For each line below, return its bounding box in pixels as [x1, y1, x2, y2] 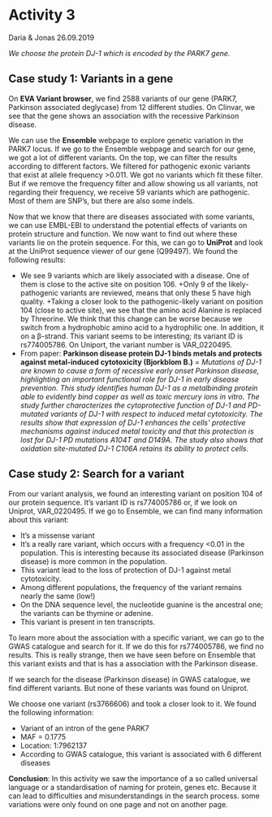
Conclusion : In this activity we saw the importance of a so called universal [8, 773, 258, 783]
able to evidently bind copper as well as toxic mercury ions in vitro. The [19, 391, 260, 401]
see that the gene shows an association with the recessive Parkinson [8, 111, 240, 120]
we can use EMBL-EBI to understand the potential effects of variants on [8, 220, 248, 229]
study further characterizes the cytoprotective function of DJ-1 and [19, 400, 246, 410]
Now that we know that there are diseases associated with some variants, [8, 212, 255, 221]
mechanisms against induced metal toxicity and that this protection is [19, 426, 254, 436]
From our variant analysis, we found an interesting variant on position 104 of [8, 488, 263, 498]
